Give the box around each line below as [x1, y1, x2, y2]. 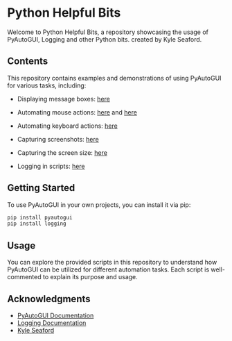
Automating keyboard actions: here [17, 122, 118, 130]
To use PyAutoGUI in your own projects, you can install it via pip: [7, 200, 191, 209]
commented [7, 273, 42, 281]
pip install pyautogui [7, 214, 73, 221]
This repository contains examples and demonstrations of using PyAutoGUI [7, 74, 222, 82]
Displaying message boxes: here [17, 94, 111, 103]
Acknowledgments [7, 293, 91, 305]
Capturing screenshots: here [17, 135, 99, 143]
